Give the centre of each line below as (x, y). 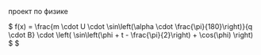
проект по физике (38, 11)
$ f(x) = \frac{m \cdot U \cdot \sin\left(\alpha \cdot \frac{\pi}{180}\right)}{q (130, 26)
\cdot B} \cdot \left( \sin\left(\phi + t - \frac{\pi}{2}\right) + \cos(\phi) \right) (131, 35)
